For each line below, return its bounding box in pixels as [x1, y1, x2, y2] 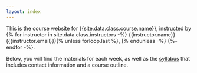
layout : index [6, 8, 41, 15]
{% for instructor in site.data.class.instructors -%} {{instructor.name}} [6, 31, 176, 38]
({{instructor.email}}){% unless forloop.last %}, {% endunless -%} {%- [6, 37, 178, 44]
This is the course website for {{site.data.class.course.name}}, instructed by [6, 25, 192, 32]
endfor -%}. [6, 44, 35, 51]
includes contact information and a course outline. [6, 61, 129, 68]
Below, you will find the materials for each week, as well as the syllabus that [6, 55, 191, 62]
